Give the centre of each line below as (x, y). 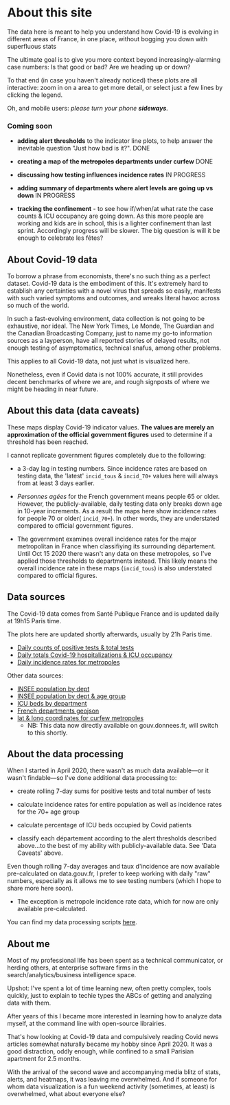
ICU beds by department (52, 703)
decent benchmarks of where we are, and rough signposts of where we (108, 382)
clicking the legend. (35, 95)
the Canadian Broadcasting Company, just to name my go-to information (110, 333)
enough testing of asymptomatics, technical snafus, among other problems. (114, 348)
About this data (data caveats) (73, 411)
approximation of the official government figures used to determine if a (110, 434)
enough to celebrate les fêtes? (60, 238)
